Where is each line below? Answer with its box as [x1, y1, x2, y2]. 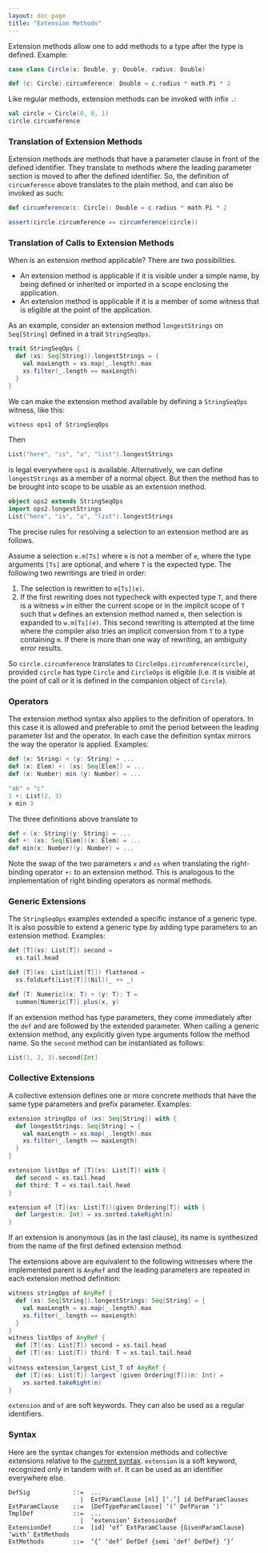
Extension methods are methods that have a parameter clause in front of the [8, 154, 260, 164]
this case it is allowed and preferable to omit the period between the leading [8, 722, 259, 732]
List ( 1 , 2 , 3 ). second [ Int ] [8, 1054, 98, 1062]
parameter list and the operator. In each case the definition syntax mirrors [8, 731, 251, 741]
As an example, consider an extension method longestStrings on [8, 321, 224, 330]
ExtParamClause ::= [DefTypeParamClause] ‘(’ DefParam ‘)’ [8, 1502, 224, 1511]
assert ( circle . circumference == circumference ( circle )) [8, 218, 198, 227]
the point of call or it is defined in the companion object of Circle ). [8, 675, 228, 686]
